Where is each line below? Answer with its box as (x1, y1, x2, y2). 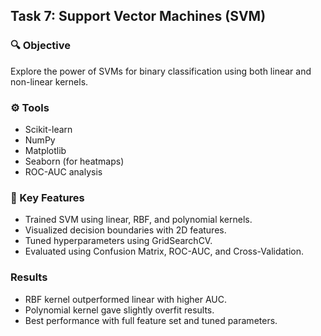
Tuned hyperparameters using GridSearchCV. (24, 235, 213, 247)
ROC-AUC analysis (24, 165, 103, 178)
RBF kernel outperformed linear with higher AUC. (24, 293, 228, 305)
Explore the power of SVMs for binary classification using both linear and (10, 65, 312, 77)
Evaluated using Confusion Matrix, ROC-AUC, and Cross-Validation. (24, 245, 305, 258)
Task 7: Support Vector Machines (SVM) (10, 8, 267, 25)
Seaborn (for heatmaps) (24, 155, 125, 167)
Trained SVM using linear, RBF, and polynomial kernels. (24, 214, 253, 226)
